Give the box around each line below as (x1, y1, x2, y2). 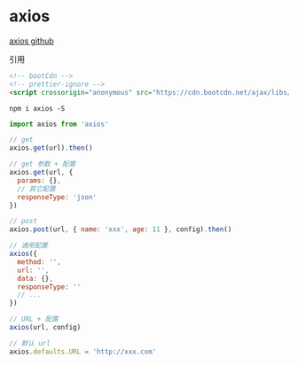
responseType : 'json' (17, 192, 98, 201)
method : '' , (17, 257, 62, 267)
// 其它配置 (17, 184, 56, 193)
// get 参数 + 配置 (9, 159, 76, 169)
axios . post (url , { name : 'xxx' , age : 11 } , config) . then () (9, 225, 232, 234)
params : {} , (17, 175, 62, 185)
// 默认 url (9, 338, 51, 347)
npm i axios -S (9, 104, 66, 113)
